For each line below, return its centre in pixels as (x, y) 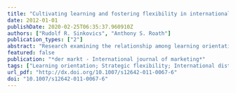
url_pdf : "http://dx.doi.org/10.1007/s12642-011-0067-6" (92, 72)
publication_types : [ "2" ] (45, 40)
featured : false (31, 53)
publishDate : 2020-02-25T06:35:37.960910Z (70, 27)
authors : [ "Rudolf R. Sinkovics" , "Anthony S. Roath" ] (89, 33)
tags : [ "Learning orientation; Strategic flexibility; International (111, 66)
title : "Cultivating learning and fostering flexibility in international (119, 14)
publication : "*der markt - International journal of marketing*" (106, 59)
